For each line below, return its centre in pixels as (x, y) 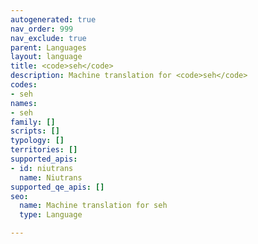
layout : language (46, 57)
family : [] (33, 122)
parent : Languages (48, 47)
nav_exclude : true (48, 38)
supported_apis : (44, 159)
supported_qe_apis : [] (57, 187)
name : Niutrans (51, 177)
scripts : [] (35, 131)
